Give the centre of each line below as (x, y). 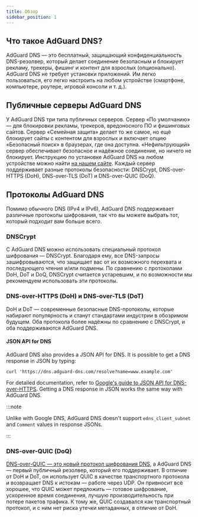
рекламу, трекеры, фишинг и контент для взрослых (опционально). (91, 68)
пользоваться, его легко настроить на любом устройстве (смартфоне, (95, 80)
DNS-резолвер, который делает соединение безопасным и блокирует (95, 61)
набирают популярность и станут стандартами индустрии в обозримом (97, 315)
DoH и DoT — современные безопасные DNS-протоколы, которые (90, 309)
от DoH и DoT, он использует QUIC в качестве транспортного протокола (98, 477)
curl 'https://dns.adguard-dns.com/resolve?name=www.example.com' (90, 372)
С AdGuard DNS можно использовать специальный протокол (84, 249)
